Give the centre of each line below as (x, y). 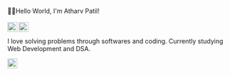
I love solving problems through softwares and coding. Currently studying (115, 41)
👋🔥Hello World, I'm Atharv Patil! (53, 11)
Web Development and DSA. (49, 49)
